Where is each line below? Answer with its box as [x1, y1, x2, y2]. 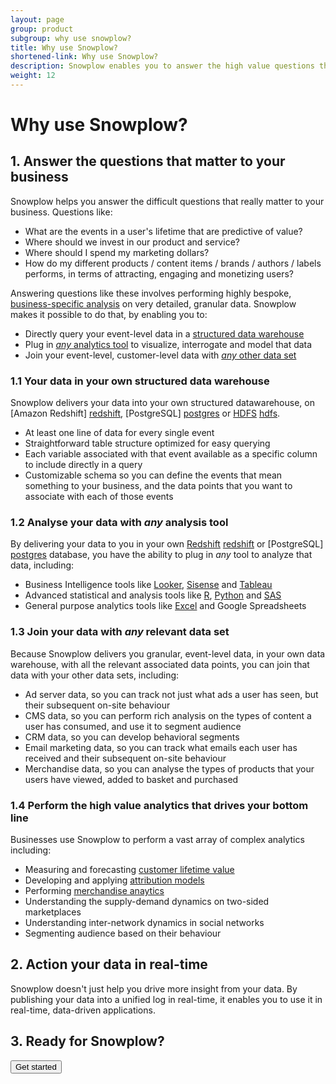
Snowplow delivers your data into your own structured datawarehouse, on [10, 397, 315, 409]
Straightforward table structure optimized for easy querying [24, 437, 271, 450]
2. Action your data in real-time [10, 956, 208, 973]
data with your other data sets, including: [10, 669, 180, 681]
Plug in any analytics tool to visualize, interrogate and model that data [24, 338, 313, 350]
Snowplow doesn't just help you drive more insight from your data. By [10, 982, 298, 995]
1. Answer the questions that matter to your [10, 153, 286, 170]
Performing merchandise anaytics [24, 885, 165, 897]
